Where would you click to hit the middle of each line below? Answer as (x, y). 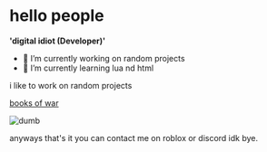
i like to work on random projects (71, 85)
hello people (57, 16)
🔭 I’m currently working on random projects (104, 58)
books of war (34, 103)
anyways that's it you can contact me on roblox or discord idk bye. (134, 138)
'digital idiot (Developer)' (58, 41)
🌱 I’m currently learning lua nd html (88, 68)
